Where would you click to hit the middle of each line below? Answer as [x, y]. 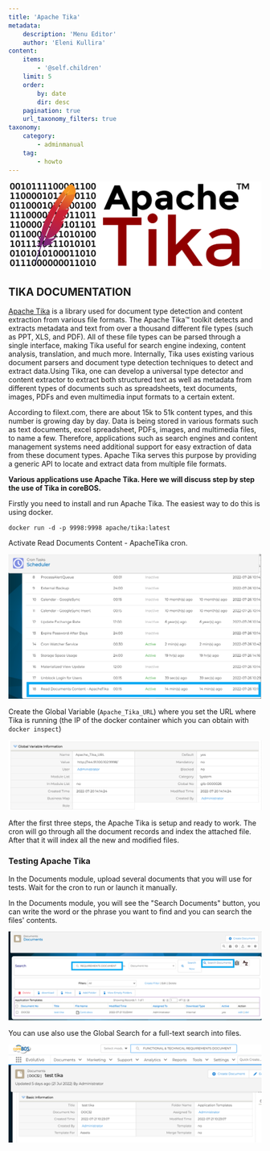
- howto [50, 161]
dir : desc [53, 102]
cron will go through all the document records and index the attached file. [130, 832]
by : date [52, 93]
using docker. [31, 513]
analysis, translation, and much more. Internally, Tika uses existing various [131, 354]
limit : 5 [37, 77]
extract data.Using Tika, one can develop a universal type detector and [126, 372]
